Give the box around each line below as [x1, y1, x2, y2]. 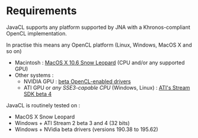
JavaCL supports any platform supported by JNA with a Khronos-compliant [6, 24, 191, 31]
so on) [6, 47, 22, 54]
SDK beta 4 [23, 90, 52, 97]
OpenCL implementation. [6, 29, 67, 37]
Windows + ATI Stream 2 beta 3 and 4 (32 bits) [14, 119, 130, 126]
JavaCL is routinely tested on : [6, 101, 81, 109]
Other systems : [14, 71, 54, 78]
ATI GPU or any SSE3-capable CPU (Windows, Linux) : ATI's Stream [23, 84, 190, 91]
